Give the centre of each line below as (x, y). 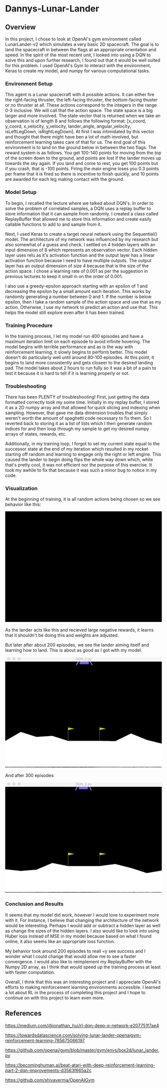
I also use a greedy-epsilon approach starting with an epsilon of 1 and (76, 286)
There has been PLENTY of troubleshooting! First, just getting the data (77, 397)
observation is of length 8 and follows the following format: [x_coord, (76, 121)
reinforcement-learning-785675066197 (45, 1040)
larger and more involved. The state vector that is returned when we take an (83, 116)
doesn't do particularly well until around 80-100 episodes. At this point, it (80, 357)
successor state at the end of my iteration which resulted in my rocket (77, 449)
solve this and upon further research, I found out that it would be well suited (83, 60)
